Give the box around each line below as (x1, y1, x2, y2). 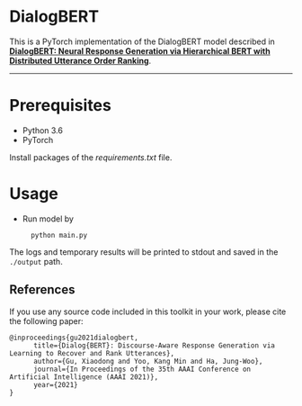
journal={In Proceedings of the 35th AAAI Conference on (32, 365, 252, 374)
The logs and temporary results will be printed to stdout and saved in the (9, 246, 279, 257)
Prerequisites (9, 95, 112, 116)
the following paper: (9, 315, 84, 326)
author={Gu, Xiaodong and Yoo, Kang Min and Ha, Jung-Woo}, (32, 356, 263, 365)
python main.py (31, 230, 88, 239)
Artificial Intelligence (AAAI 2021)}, (9, 372, 159, 382)
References (9, 282, 75, 298)
